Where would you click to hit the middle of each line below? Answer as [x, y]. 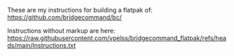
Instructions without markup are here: [61, 31]
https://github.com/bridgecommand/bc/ [65, 17]
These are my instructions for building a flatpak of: [80, 10]
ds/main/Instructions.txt [42, 45]
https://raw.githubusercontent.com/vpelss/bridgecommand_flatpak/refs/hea [117, 38]
